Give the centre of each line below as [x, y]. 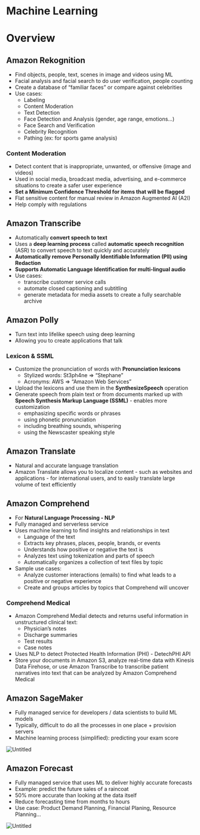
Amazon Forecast [40, 768]
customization [32, 407]
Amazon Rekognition [46, 60]
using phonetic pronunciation [60, 420]
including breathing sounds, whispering [72, 426]
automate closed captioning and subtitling [75, 288]
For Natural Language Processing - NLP [65, 518]
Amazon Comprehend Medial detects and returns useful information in [101, 616]
